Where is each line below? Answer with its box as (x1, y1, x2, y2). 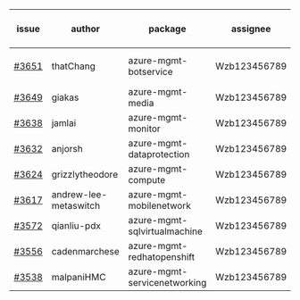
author (71, 22, 101, 35)
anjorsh (51, 143, 83, 154)
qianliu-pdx (51, 220, 101, 231)
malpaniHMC (51, 271, 106, 283)
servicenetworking (128, 277, 207, 288)
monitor (128, 122, 161, 135)
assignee (230, 22, 271, 35)
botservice (128, 66, 173, 78)
